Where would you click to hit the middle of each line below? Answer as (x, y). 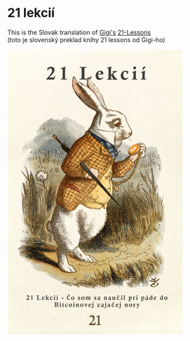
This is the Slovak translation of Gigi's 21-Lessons (79, 32)
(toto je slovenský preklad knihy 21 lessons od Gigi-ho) (86, 39)
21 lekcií (31, 13)
